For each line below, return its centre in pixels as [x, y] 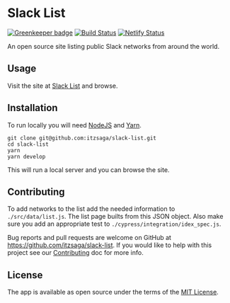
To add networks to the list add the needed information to [91, 209]
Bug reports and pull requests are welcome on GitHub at [90, 238]
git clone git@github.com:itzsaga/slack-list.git [82, 138]
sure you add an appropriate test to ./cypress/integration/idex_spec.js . [114, 224]
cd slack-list [28, 144]
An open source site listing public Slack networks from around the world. [114, 46]
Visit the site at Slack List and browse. [63, 86]
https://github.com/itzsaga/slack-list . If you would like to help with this [110, 245]
